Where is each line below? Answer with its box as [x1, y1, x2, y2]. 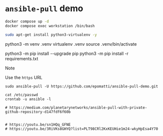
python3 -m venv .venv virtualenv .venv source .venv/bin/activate [5, 41, 137, 47]
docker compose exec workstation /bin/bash [5, 23, 95, 28]
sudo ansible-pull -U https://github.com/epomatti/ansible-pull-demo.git [5, 84, 159, 89]
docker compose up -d [5, 19, 49, 24]
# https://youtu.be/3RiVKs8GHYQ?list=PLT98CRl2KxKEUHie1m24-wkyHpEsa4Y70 [5, 126, 159, 131]
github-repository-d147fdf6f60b [5, 109, 71, 114]
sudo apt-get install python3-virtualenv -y [5, 32, 97, 37]
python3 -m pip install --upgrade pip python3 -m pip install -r [5, 51, 129, 56]
